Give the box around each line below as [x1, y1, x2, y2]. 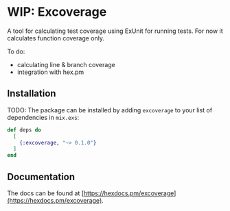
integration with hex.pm [16, 68, 84, 76]
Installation [7, 88, 56, 99]
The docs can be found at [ [7, 189, 84, 197]
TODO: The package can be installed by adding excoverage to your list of [7, 105, 213, 114]
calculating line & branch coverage [16, 60, 115, 69]
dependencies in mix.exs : [7, 113, 80, 121]
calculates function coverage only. [7, 34, 105, 42]
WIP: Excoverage [7, 4, 107, 20]
